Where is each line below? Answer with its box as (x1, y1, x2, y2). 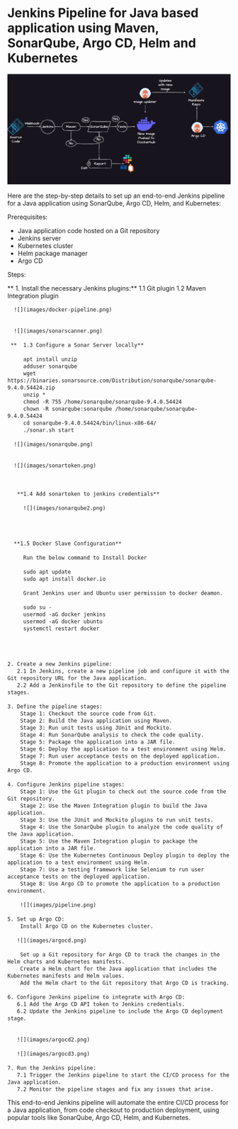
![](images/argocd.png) (16, 937, 87, 944)
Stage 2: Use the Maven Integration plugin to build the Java (20, 802, 208, 809)
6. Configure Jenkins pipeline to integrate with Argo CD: (7, 994, 186, 1001)
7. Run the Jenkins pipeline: (7, 1065, 97, 1072)
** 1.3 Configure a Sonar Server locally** (10, 342, 144, 349)
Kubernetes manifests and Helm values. (7, 972, 125, 979)
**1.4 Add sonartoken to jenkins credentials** (16, 490, 160, 498)
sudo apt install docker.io (23, 575, 106, 583)
